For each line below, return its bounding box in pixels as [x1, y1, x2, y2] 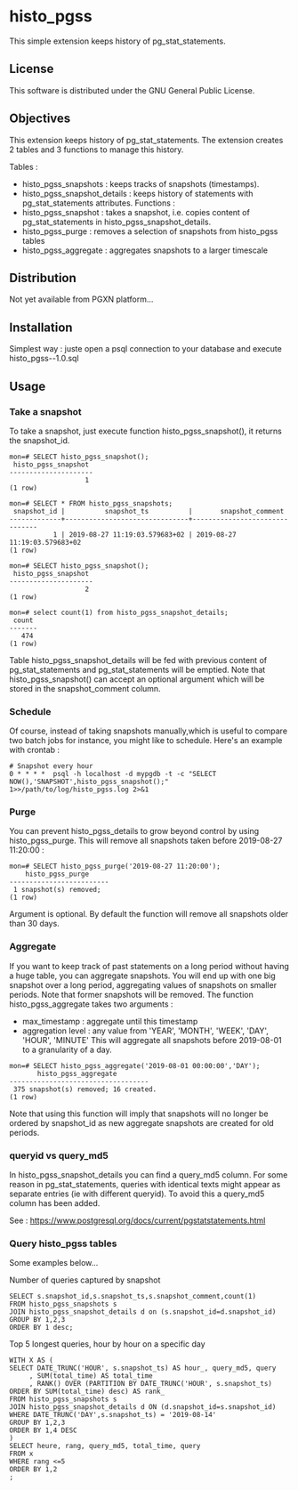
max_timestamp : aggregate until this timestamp [21, 1016, 198, 1026]
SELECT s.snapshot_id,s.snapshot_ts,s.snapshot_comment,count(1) [9, 1292, 256, 1301]
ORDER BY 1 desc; [9, 1324, 74, 1332]
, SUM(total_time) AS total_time [28, 1372, 153, 1381]
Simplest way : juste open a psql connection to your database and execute [9, 344, 282, 354]
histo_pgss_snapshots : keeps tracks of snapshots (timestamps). [21, 178, 260, 189]
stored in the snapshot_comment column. [9, 683, 162, 693]
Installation [9, 320, 73, 335]
